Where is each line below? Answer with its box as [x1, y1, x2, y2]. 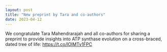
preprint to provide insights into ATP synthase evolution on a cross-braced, [5, 36, 162, 42]
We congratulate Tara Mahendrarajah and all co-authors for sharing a [5, 31, 151, 37]
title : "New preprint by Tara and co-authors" [5, 12, 106, 17]
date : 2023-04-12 [5, 17, 42, 22]
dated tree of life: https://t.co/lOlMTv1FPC [5, 41, 92, 47]
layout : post [5, 7, 33, 13]
